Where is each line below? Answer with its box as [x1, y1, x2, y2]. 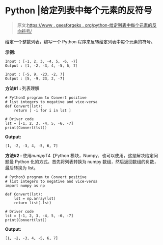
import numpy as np [5, 183, 45, 188]
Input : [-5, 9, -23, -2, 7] [5, 72, 65, 77]
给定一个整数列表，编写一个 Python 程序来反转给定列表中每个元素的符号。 [5, 38, 156, 45]
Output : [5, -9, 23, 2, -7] [5, 76, 65, 81]
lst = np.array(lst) [14, 196, 56, 201]
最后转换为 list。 [5, 164, 38, 170]
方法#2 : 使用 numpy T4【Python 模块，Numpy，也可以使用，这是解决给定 [5, 152, 154, 158]
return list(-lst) [14, 200, 52, 205]
